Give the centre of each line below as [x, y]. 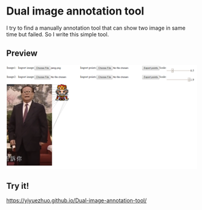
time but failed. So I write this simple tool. [58, 34]
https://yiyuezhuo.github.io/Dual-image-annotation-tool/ [77, 200]
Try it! [18, 186]
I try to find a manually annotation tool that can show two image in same [96, 28]
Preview [22, 54]
